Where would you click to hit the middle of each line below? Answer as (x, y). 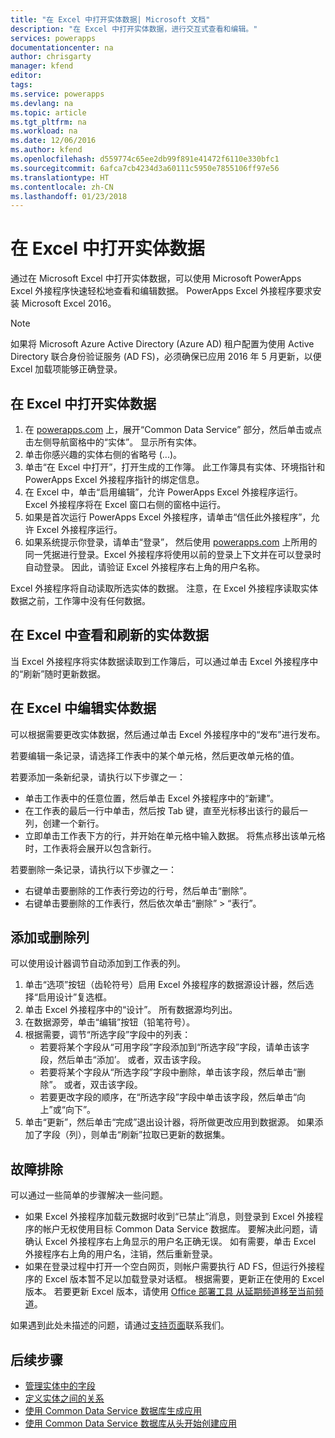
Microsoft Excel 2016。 (69, 303)
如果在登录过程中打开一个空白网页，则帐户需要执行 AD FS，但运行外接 (170, 1267)
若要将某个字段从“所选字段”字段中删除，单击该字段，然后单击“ (168, 1072)
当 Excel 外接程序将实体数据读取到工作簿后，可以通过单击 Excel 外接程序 (160, 661)
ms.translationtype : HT (60, 177)
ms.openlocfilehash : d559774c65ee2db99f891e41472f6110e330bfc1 (145, 159)
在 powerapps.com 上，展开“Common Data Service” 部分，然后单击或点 (173, 429)
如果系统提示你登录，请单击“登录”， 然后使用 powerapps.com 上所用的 (171, 542)
